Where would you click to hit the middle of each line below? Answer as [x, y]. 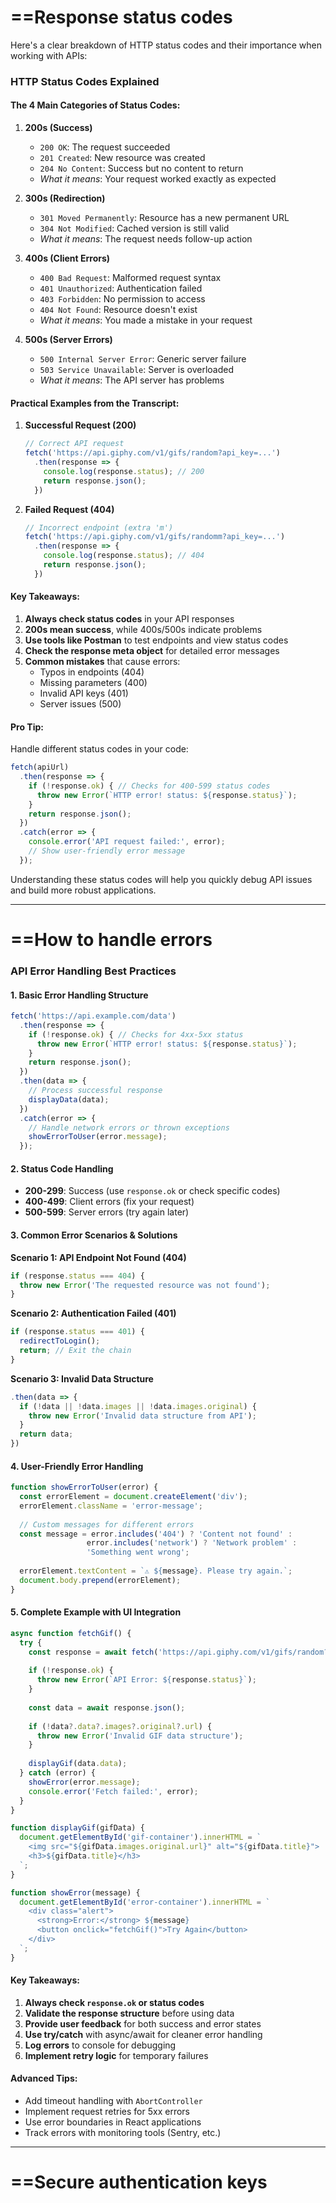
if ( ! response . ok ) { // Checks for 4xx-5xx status [136, 1034]
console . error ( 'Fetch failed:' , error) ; [113, 1791]
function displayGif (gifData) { [77, 1828]
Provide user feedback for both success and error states [143, 2023]
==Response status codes [121, 17]
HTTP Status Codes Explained [85, 81]
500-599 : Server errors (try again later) [107, 1212]
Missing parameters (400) [93, 682]
